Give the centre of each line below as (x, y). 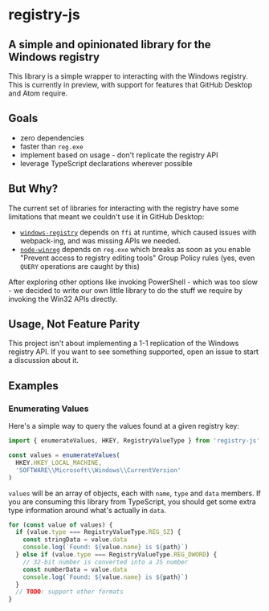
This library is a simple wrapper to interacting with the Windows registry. (128, 76)
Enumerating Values (49, 409)
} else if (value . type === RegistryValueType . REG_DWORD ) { (116, 555)
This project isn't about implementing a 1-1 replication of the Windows (124, 344)
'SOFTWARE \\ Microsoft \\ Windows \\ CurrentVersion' (98, 470)
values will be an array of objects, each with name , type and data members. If (134, 493)
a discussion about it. (43, 360)
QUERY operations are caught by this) (80, 266)
